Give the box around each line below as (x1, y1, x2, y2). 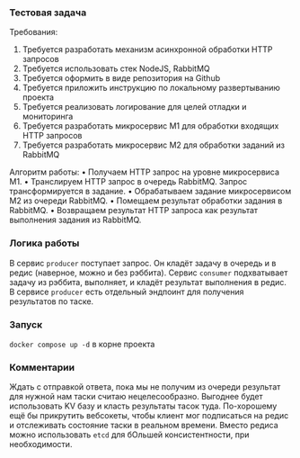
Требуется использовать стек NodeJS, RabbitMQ (22, 63, 211, 74)
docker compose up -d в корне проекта (9, 338, 155, 349)
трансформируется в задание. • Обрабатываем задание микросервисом (9, 186, 292, 197)
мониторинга (22, 111, 74, 122)
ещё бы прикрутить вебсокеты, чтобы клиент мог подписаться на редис (9, 410, 289, 421)
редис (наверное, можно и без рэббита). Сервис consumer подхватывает (9, 267, 288, 278)
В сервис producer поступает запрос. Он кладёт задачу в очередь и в (9, 257, 277, 268)
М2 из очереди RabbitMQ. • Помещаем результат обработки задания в (9, 195, 283, 206)
